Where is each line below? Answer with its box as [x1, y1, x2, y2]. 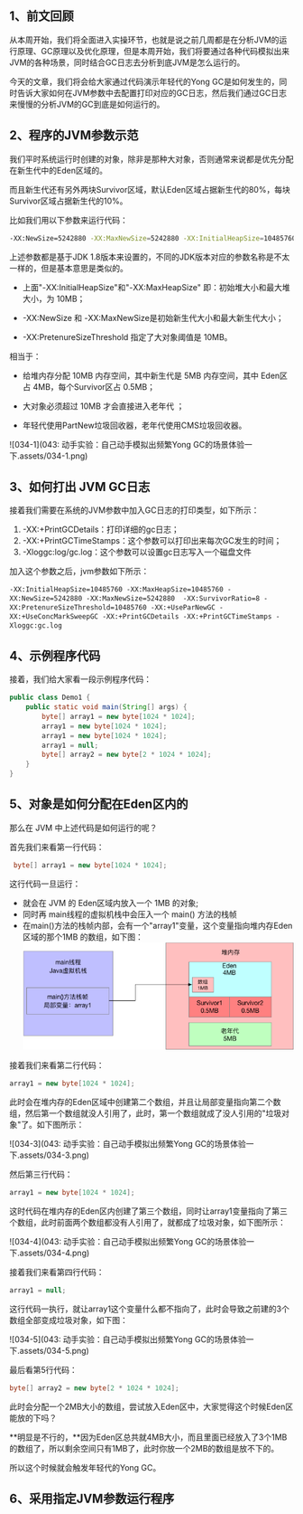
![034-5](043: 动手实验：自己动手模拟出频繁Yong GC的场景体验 [9, 1334, 246, 1345]
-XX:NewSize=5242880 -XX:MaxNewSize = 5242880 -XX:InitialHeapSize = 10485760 [9, 233, 297, 242]
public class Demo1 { [9, 693, 91, 703]
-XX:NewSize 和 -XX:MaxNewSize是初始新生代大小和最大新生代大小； [22, 312, 284, 323]
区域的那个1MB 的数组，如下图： [22, 931, 144, 942]
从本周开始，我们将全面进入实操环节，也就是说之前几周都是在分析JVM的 [9, 34, 280, 45]
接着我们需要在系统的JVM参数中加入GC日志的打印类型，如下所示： [9, 505, 260, 516]
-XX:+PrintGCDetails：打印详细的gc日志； [22, 524, 179, 535]
